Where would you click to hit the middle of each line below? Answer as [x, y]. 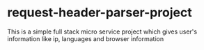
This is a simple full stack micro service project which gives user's [102, 32]
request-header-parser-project [100, 13]
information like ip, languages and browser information [86, 38]
